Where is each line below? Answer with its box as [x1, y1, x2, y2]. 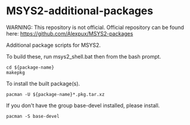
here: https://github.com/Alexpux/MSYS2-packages [6, 30, 134, 37]
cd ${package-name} [6, 64, 55, 70]
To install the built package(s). [6, 80, 80, 87]
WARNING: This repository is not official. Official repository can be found [6, 24, 184, 31]
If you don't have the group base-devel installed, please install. [6, 102, 160, 109]
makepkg [6, 69, 26, 75]
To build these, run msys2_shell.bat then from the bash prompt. [6, 53, 161, 60]
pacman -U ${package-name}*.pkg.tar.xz [6, 91, 105, 97]
